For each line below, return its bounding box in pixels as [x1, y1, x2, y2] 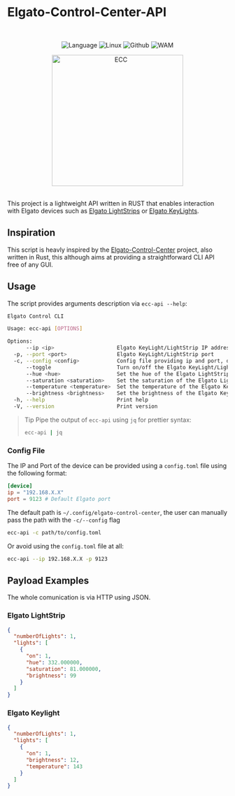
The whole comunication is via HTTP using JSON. [7, 593, 151, 602]
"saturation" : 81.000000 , [25, 665, 101, 672]
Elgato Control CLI [7, 313, 64, 320]
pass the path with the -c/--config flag [7, 516, 120, 524]
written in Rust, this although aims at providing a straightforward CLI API [7, 253, 215, 261]
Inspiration [7, 227, 56, 239]
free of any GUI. [7, 260, 54, 269]
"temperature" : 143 [25, 763, 83, 770]
